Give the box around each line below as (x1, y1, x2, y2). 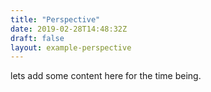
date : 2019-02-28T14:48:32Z (10, 24, 128, 34)
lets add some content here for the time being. (10, 70, 202, 82)
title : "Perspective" (10, 14, 101, 25)
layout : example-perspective (10, 42, 132, 53)
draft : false (10, 33, 65, 43)
